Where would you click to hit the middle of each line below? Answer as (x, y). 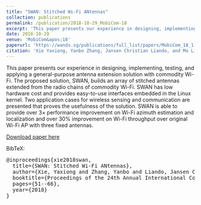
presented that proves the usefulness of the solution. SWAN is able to (92, 106)
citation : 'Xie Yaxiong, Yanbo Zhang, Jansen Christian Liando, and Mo (97, 51)
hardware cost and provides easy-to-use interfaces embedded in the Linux (99, 93)
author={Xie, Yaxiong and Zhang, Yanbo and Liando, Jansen (101, 172)
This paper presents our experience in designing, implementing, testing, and (100, 68)
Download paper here (33, 137)
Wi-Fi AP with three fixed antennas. (50, 125)
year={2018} (30, 190)
